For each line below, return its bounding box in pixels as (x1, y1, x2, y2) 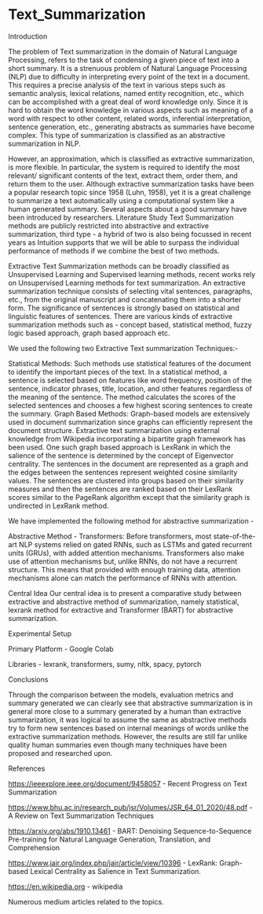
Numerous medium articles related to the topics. (8, 897, 164, 906)
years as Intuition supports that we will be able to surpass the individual (8, 238, 239, 247)
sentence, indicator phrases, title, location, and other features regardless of (8, 383, 253, 393)
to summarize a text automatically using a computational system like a (8, 195, 235, 205)
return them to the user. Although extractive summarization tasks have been (8, 179, 254, 188)
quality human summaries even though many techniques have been (8, 740, 228, 749)
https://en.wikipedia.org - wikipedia (8, 882, 123, 891)
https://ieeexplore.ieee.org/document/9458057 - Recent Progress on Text (8, 779, 247, 788)
